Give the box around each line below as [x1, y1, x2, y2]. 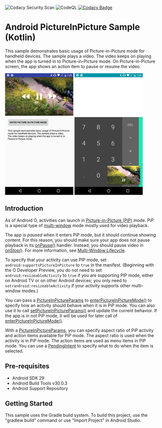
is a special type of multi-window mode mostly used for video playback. [5, 222, 149, 228]
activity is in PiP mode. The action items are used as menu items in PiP [5, 338, 146, 343]
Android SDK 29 [12, 375, 45, 381]
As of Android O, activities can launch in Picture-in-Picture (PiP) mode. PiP [5, 217, 154, 223]
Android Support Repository [12, 385, 68, 391]
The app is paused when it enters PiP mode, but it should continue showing [5, 232, 156, 238]
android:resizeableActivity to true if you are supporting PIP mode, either [5, 272, 154, 278]
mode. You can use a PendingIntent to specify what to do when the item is [5, 343, 154, 349]
